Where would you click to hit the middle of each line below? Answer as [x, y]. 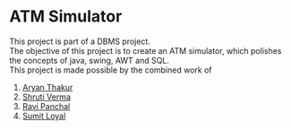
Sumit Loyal [44, 116]
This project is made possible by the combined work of [111, 70]
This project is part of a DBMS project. [80, 41]
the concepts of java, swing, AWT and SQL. [90, 60]
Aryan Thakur [47, 87]
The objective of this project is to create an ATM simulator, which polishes [145, 50]
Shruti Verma [47, 97]
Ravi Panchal [46, 106]
